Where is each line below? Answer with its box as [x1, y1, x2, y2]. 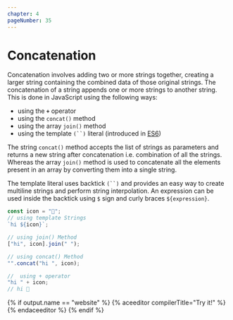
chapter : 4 [7, 10, 39, 18]
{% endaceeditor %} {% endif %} [7, 306, 104, 314]
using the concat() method [17, 114, 96, 123]
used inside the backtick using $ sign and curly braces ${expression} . [7, 194, 210, 203]
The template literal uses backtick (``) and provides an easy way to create [7, 179, 225, 188]
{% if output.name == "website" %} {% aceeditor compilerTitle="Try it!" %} [7, 298, 227, 307]
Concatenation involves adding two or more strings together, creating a [7, 71, 214, 79]
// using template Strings [7, 215, 87, 222]
